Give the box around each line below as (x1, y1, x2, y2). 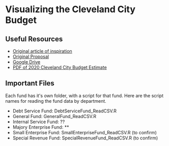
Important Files (5, 79, 54, 87)
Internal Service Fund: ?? (12, 119, 65, 125)
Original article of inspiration (12, 48, 72, 54)
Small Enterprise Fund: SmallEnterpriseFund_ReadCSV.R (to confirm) (12, 129, 157, 135)
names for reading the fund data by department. (5, 98, 107, 104)
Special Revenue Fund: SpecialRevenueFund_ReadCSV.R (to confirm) (12, 135, 158, 141)
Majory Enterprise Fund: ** (12, 124, 69, 130)
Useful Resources (5, 35, 63, 43)
